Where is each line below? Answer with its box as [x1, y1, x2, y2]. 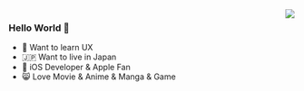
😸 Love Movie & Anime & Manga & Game [21, 71, 176, 82]
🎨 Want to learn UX [21, 42, 93, 53]
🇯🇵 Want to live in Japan [21, 51, 117, 62]
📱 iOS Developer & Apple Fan [21, 62, 131, 73]
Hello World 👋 [8, 22, 70, 34]
